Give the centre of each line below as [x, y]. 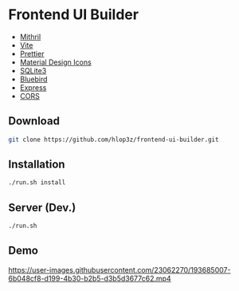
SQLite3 [33, 70]
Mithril [30, 37]
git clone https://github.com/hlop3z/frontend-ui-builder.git [114, 140]
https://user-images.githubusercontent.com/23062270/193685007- [119, 269]
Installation [37, 165]
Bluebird [33, 79]
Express [33, 87]
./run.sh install [37, 183]
